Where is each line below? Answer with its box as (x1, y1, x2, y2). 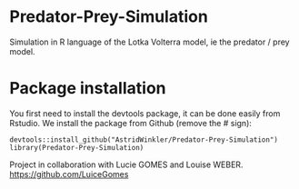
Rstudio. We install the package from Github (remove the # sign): (9, 117, 253, 128)
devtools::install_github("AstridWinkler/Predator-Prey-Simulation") (9, 134, 279, 144)
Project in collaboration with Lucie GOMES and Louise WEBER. (9, 159, 244, 170)
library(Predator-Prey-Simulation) (9, 143, 145, 152)
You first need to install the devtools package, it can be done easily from (9, 107, 281, 119)
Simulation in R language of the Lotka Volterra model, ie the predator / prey (9, 36, 290, 47)
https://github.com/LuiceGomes (9, 168, 129, 179)
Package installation (9, 78, 166, 99)
